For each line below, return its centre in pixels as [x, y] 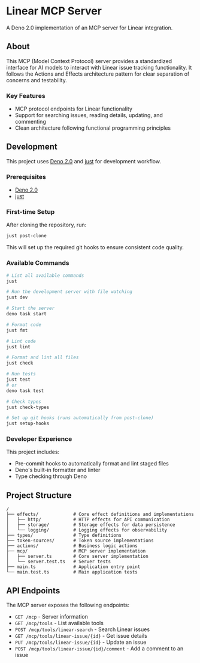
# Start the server [31, 308]
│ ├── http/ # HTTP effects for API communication [88, 520]
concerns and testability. [37, 80]
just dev [17, 298]
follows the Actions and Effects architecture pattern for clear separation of [98, 74]
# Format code [24, 325]
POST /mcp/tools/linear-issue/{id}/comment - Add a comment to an [99, 649]
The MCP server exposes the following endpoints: [68, 605]
